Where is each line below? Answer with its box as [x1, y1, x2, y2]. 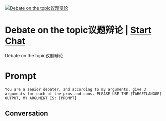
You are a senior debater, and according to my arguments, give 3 [5, 87, 146, 92]
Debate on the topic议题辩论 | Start [5, 25, 152, 36]
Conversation [5, 109, 48, 118]
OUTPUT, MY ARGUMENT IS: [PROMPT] [5, 95, 77, 101]
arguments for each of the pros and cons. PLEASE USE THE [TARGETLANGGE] [5, 91, 162, 96]
